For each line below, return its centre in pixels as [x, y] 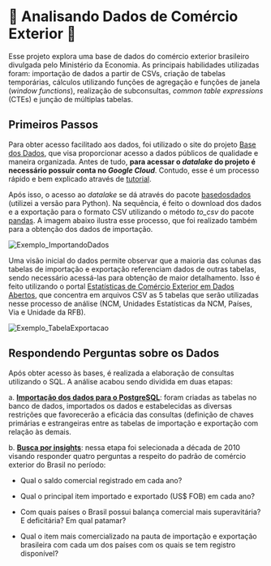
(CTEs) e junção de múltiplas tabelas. [71, 99]
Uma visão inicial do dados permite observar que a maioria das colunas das [135, 260]
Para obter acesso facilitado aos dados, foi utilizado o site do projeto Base [133, 144]
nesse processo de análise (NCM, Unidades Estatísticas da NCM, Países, [131, 303]
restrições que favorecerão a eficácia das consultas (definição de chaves [131, 414]
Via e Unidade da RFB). [47, 312]
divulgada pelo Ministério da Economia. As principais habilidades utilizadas [134, 65]
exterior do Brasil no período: [57, 465]
